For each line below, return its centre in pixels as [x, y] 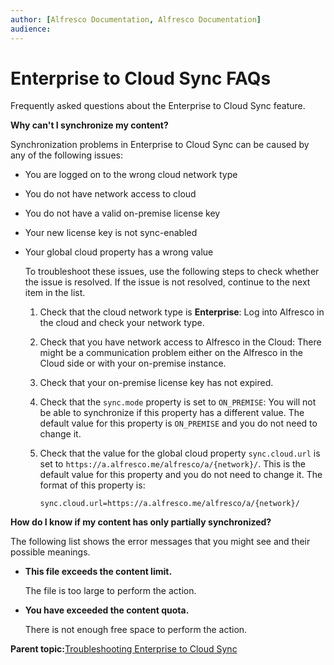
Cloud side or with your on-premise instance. [133, 363]
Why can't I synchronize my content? [89, 125]
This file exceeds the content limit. [98, 572]
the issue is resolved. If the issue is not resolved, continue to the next [167, 282]
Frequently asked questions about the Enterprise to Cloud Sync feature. [158, 106]
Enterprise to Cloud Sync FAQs [141, 78]
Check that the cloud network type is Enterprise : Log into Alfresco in [182, 312]
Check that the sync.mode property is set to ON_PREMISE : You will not [178, 402]
